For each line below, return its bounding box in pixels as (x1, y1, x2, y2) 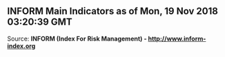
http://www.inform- (148, 34, 206, 43)
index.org (7, 41, 36, 50)
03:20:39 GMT (7, 16, 72, 28)
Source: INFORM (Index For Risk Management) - (7, 34, 147, 43)
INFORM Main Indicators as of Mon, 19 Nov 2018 (7, 5, 219, 17)
